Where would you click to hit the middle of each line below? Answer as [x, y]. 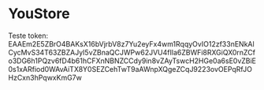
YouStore [39, 14]
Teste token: [28, 36]
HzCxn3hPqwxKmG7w [45, 77]
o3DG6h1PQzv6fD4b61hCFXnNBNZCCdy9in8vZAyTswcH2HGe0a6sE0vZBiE [132, 61]
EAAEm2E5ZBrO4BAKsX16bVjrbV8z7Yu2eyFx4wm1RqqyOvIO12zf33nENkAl [131, 43]
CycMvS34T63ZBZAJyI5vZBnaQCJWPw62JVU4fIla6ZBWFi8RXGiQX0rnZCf [132, 52]
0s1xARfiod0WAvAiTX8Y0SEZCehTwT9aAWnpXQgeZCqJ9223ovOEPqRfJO [130, 69]
